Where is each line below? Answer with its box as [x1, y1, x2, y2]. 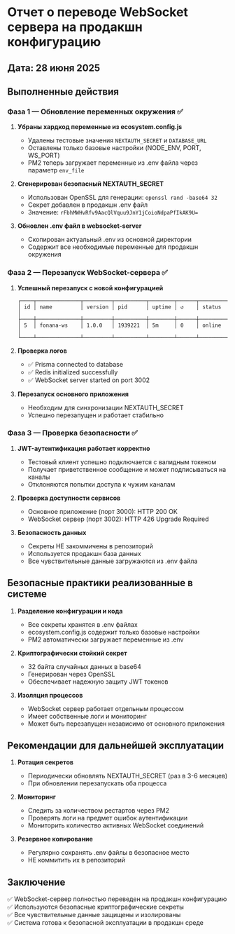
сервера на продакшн [7, 19, 143, 35]
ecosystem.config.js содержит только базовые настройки [27, 628, 200, 636]
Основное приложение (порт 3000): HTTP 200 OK [27, 507, 178, 515]
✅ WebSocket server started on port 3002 [27, 376, 150, 384]
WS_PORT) [27, 151, 61, 160]
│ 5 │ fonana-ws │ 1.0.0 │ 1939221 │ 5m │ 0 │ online [17, 322, 222, 329]
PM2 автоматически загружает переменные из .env [27, 635, 184, 644]
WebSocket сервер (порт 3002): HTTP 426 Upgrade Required [27, 515, 209, 523]
